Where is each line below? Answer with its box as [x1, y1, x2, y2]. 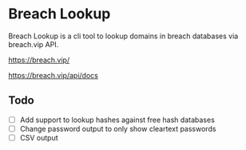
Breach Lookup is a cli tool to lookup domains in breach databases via [8, 31, 239, 41]
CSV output [19, 132, 58, 142]
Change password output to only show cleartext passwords [19, 124, 216, 133]
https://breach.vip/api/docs [8, 70, 98, 80]
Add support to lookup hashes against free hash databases [19, 115, 216, 124]
